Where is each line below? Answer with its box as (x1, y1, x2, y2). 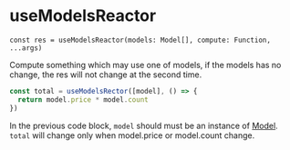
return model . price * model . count (17, 95, 149, 105)
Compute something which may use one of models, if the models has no (9, 59, 282, 70)
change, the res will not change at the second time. (9, 69, 202, 80)
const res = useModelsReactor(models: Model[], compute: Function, (9, 35, 272, 45)
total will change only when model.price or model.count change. (9, 129, 255, 141)
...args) (9, 43, 43, 53)
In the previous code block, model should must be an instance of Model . (9, 120, 278, 131)
